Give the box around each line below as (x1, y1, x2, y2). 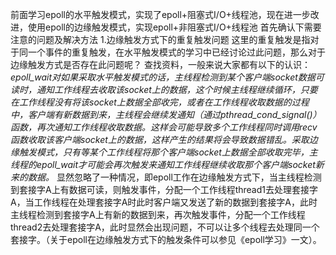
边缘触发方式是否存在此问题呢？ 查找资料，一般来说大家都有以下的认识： (10, 59, 311, 70)
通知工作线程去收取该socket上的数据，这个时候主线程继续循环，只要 (36, 84, 318, 95)
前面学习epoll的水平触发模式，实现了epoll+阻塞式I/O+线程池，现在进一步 (10, 9, 311, 20)
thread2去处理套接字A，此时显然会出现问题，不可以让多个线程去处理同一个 (10, 221, 320, 233)
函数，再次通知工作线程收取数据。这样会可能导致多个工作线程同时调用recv (10, 121, 318, 133)
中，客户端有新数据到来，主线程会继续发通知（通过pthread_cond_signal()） (10, 109, 322, 120)
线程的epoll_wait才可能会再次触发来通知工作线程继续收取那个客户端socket (10, 159, 316, 170)
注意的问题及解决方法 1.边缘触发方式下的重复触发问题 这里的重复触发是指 (10, 34, 311, 45)
